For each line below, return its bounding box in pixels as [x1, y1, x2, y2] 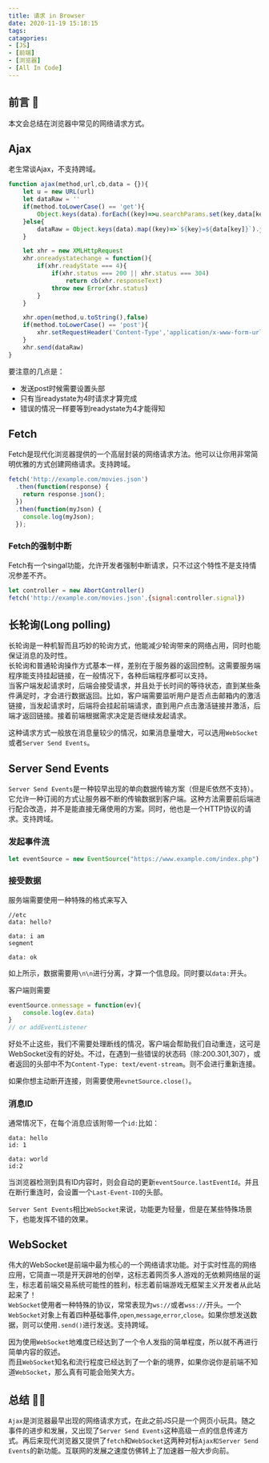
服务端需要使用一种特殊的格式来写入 [8, 895, 128, 904]
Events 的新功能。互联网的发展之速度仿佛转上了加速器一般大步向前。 [8, 1446, 234, 1456]
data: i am [8, 932, 45, 940]
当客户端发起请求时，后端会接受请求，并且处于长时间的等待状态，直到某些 [8, 681, 254, 690]
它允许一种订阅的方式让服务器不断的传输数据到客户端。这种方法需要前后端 [8, 794, 254, 804]
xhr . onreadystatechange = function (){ [22, 254, 152, 263]
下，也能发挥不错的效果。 [8, 1214, 93, 1223]
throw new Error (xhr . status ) [50, 284, 149, 293]
